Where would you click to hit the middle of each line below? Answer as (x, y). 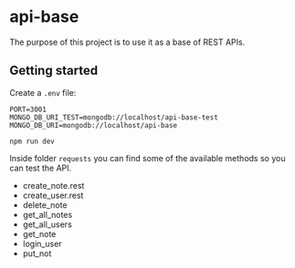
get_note (39, 233)
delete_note (45, 205)
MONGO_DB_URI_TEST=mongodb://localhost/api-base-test (114, 117)
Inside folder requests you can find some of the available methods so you (147, 158)
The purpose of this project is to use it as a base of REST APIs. (127, 42)
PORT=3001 (28, 109)
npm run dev (32, 141)
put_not (37, 253)
